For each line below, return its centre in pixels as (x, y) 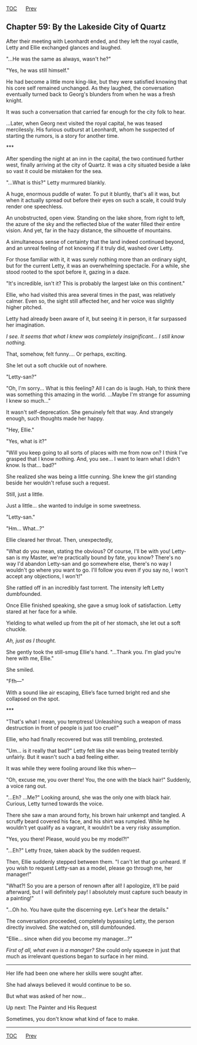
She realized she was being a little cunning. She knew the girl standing (91, 476)
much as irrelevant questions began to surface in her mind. (77, 956)
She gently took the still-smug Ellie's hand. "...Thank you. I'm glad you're (94, 652)
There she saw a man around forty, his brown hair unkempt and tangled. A (96, 815)
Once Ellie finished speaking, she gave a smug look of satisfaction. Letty (94, 605)
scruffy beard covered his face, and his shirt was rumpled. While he (88, 821)
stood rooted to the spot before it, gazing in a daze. (68, 272)
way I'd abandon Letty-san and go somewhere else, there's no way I (89, 563)
